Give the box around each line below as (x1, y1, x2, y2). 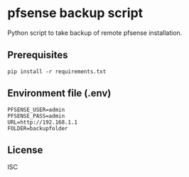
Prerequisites (7, 49, 68, 61)
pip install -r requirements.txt (7, 68, 107, 75)
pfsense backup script (7, 5, 144, 21)
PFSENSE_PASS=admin (7, 112, 65, 119)
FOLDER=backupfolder (7, 124, 69, 132)
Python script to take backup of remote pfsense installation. (7, 28, 183, 37)
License (7, 144, 43, 156)
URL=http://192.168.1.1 (7, 119, 78, 126)
